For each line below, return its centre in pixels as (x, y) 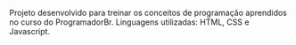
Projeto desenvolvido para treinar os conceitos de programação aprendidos (148, 13)
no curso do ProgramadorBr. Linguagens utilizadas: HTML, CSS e (129, 22)
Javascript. (30, 31)
